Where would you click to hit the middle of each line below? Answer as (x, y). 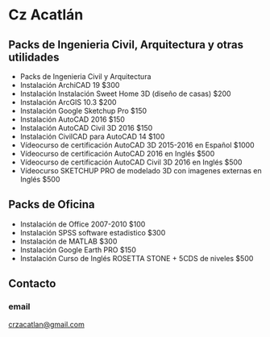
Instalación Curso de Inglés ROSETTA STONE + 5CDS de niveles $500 (137, 258)
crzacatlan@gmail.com (46, 324)
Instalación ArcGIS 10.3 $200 (68, 102)
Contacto (32, 284)
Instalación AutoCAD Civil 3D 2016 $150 (86, 128)
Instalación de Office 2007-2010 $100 (83, 224)
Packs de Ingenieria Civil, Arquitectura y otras (126, 45)
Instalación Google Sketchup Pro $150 (83, 111)
